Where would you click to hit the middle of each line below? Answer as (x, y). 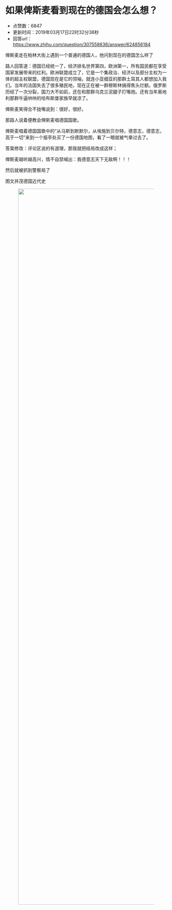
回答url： (22, 39)
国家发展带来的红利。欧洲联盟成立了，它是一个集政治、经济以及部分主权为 (84, 72)
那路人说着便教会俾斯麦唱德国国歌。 (44, 120)
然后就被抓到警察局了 (28, 170)
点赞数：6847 (27, 26)
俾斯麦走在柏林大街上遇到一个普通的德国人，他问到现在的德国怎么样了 (79, 55)
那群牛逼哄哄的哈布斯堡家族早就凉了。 (50, 98)
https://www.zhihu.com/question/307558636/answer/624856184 (82, 44)
